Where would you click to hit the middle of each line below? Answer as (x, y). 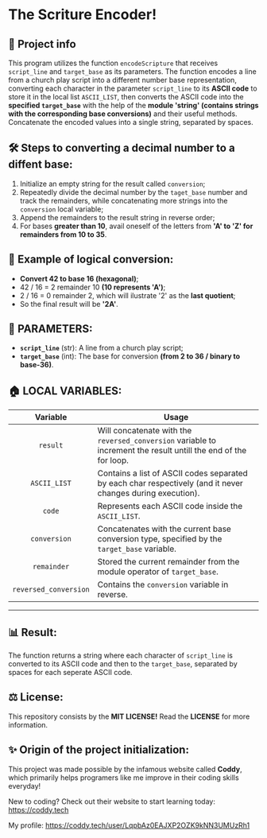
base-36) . (37, 365)
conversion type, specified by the (160, 539)
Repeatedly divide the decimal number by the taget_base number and (133, 192)
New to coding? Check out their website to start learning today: (112, 801)
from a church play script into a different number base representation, (122, 80)
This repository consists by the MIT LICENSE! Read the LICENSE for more (129, 716)
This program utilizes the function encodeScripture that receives (113, 63)
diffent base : (41, 165)
